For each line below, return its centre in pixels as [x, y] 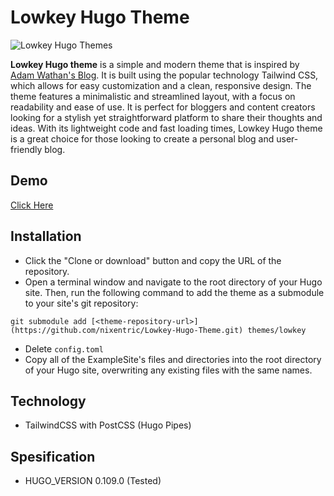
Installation [46, 236]
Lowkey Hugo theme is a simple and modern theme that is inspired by [155, 64]
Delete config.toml [64, 348]
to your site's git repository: [81, 303]
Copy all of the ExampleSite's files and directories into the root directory [173, 359]
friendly [26, 149]
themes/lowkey [277, 330]
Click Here [32, 205]
